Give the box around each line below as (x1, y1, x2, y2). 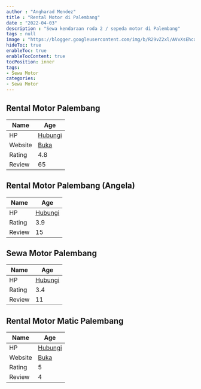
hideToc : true (6, 42, 42, 48)
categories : (6, 75, 36, 81)
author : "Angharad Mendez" (6, 8, 77, 15)
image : (6, 37, 26, 42)
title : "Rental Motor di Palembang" (6, 14, 100, 20)
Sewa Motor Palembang (6, 248, 98, 259)
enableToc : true (6, 48, 47, 54)
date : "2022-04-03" (6, 20, 58, 26)
